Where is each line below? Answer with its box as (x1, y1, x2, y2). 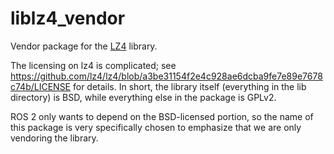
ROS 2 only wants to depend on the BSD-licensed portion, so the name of (10, 110, 314, 122)
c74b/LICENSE (10, 80, 72, 92)
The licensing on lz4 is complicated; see (10, 59, 177, 71)
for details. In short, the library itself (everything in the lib (72, 80, 307, 92)
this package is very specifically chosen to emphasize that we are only (10, 121, 302, 133)
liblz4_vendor (10, 7, 126, 30)
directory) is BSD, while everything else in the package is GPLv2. (10, 91, 277, 103)
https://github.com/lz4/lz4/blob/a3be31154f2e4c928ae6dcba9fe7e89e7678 (10, 70, 323, 82)
